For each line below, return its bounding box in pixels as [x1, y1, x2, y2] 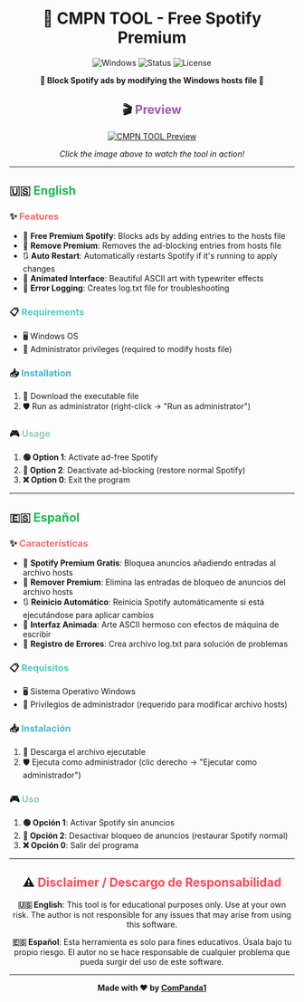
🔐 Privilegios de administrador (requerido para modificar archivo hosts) [22, 699, 288, 710]
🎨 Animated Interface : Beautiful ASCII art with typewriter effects [22, 273, 264, 284]
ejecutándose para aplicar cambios [22, 610, 155, 621]
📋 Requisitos [9, 661, 70, 673]
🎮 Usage [9, 427, 52, 440]
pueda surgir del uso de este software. [80, 956, 224, 967]
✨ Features [9, 210, 60, 223]
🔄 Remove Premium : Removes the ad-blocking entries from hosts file [22, 240, 282, 252]
